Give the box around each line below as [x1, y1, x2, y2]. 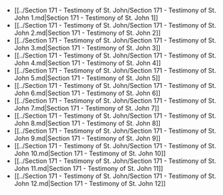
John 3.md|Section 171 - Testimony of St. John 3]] [13, 44, 161, 52]
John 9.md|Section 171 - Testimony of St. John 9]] [13, 134, 161, 143]
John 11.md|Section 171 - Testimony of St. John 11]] [13, 165, 163, 172]
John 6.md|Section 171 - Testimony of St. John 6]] [13, 89, 161, 97]
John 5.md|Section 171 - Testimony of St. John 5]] [13, 74, 161, 82]
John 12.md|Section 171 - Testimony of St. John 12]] [13, 179, 166, 187]
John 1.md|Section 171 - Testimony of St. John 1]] [13, 13, 158, 22]
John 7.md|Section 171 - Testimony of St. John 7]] [13, 104, 160, 112]
